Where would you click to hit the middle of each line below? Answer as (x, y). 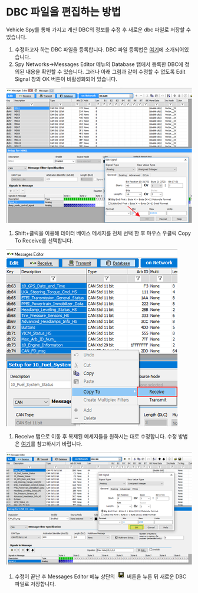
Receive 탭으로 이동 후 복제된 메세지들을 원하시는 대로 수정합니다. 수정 (96, 437)
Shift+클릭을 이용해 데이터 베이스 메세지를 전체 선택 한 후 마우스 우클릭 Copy (103, 233)
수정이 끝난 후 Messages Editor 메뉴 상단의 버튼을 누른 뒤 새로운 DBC (100, 576)
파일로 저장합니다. (35, 584)
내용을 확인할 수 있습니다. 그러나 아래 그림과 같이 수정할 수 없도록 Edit (105, 71)
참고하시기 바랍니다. (60, 444)
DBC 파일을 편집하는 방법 (64, 12)
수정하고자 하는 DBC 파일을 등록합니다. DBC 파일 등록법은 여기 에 (89, 49)
